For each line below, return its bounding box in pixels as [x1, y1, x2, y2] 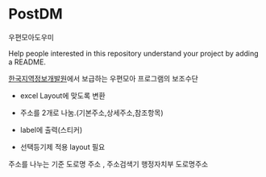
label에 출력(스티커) [19, 125, 83, 134]
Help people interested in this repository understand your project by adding [8, 48, 260, 58]
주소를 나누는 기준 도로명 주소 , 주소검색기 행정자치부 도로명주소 [8, 158, 209, 169]
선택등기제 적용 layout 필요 [19, 142, 106, 151]
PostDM [8, 5, 63, 23]
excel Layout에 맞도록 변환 [19, 90, 106, 101]
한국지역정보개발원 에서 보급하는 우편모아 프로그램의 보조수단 [8, 73, 199, 83]
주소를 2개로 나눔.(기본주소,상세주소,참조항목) [19, 108, 164, 117]
